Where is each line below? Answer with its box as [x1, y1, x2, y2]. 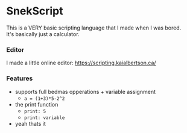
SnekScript [6, 4, 63, 18]
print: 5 [24, 108, 46, 114]
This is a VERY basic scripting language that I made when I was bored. [6, 24, 182, 31]
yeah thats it [14, 120, 46, 127]
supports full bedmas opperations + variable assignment [14, 88, 156, 95]
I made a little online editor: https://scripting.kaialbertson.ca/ [6, 59, 156, 67]
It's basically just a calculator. [6, 30, 80, 37]
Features [6, 74, 33, 82]
